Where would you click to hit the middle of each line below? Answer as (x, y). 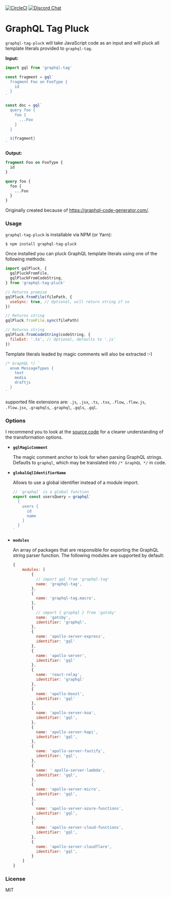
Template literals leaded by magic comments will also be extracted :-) (79, 354)
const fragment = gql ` (30, 77)
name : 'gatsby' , (53, 617)
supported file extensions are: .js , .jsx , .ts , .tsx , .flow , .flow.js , (76, 402)
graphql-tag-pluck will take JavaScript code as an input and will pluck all (82, 43)
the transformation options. (34, 437)
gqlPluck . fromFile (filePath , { (39, 297)
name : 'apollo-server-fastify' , (70, 751)
